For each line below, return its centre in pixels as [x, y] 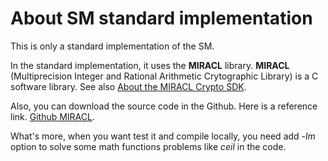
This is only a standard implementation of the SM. [112, 46]
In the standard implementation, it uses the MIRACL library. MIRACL [150, 65]
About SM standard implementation [161, 18]
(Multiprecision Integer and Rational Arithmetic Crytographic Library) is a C [164, 76]
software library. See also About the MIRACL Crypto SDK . [128, 86]
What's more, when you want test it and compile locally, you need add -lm [163, 136]
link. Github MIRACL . [52, 116]
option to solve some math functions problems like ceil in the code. [148, 146]
